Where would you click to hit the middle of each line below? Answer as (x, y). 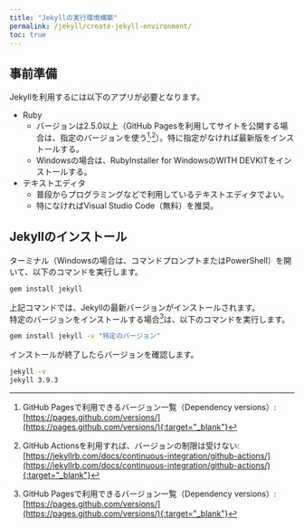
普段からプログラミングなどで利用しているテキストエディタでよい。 (162, 194)
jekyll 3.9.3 (34, 380)
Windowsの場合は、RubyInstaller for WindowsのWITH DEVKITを (156, 160)
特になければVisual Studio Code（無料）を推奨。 (127, 206)
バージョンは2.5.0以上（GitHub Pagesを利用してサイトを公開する (158, 126)
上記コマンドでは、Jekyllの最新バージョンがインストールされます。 (135, 307)
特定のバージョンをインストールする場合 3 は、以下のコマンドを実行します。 (150, 318)
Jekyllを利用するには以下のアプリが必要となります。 (107, 97)
